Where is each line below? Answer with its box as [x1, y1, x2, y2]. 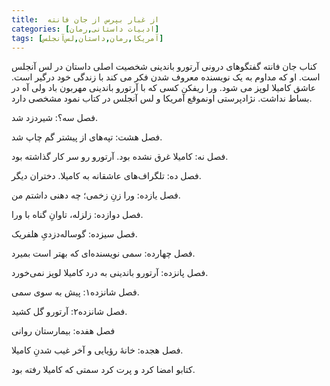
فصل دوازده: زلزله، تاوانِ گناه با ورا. [11, 209, 144, 221]
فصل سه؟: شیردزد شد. [11, 112, 98, 124]
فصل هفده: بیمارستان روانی [11, 325, 116, 337]
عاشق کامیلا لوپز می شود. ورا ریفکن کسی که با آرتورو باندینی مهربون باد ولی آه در [11, 82, 317, 94]
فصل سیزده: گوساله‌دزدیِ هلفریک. [11, 228, 138, 240]
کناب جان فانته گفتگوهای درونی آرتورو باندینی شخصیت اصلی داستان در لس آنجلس [11, 61, 318, 73]
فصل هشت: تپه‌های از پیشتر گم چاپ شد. [11, 131, 163, 143]
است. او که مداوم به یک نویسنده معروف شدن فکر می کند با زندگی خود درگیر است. [11, 71, 321, 83]
